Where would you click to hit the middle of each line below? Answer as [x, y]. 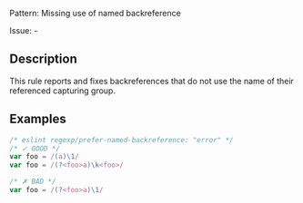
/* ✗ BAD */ [33, 182]
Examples [38, 119]
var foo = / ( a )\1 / [44, 157]
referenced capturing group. [63, 91]
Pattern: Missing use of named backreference [96, 13]
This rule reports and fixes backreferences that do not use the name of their [151, 81]
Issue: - [24, 30]
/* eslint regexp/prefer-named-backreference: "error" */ [121, 140]
